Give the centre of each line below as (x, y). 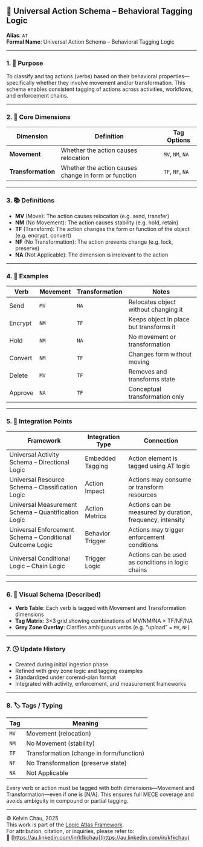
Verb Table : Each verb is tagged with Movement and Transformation (100, 608)
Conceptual (145, 389)
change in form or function (99, 175)
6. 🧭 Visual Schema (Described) (54, 595)
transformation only (156, 397)
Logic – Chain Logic (37, 566)
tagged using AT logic (159, 466)
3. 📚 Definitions (31, 201)
